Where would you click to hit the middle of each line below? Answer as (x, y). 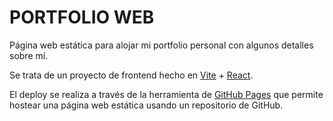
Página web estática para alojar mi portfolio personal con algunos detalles (161, 45)
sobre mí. (29, 55)
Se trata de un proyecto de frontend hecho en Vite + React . (131, 75)
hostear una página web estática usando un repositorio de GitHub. (146, 105)
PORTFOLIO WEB (82, 17)
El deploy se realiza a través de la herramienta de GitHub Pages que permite (166, 94)
